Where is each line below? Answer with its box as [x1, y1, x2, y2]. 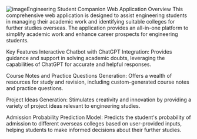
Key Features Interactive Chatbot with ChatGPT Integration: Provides [6, 48, 172, 55]
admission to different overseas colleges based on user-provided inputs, [6, 120, 182, 127]
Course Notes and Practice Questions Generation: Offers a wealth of [6, 72, 172, 79]
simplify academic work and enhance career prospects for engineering [6, 31, 178, 38]
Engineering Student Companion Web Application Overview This [26, 6, 183, 12]
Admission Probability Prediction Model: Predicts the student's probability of [6, 114, 191, 121]
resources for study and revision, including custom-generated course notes [6, 78, 189, 85]
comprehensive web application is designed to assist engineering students [6, 12, 188, 19]
